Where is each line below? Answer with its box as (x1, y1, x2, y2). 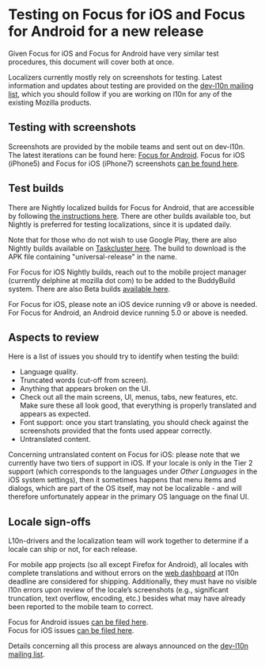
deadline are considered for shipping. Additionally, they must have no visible (8, 577, 257, 586)
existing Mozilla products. (8, 98, 93, 107)
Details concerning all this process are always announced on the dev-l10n (8, 641, 249, 651)
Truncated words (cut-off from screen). (19, 375, 149, 385)
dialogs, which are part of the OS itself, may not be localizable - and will (8, 484, 243, 493)
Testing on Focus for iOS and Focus (8, 6, 245, 24)
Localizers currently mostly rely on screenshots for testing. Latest (8, 72, 222, 82)
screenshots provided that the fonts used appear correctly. (19, 426, 212, 435)
